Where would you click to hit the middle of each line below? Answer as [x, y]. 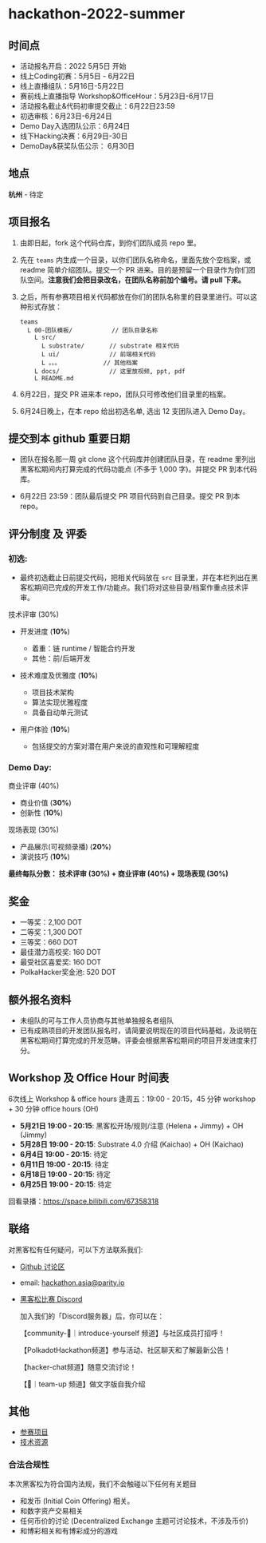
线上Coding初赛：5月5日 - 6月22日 [77, 76]
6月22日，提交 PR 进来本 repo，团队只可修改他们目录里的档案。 [125, 394]
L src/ [45, 337]
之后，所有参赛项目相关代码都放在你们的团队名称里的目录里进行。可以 [135, 296]
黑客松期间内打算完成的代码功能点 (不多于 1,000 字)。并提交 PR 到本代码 [138, 469]
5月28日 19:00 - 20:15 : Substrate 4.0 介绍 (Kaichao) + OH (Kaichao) [132, 1144]
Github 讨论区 [42, 1267]
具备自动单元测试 [60, 713]
